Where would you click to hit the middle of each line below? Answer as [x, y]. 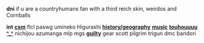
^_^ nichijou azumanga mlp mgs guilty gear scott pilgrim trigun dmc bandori [101, 33]
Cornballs [19, 15]
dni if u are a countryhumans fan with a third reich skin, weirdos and [92, 9]
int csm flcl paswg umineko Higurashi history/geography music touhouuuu [102, 27]
